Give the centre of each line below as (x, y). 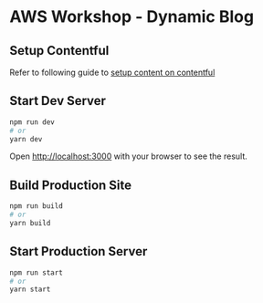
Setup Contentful (59, 51)
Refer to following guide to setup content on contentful (112, 72)
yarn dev (26, 139)
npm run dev (32, 122)
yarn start (30, 289)
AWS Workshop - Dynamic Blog (131, 17)
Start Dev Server (58, 101)
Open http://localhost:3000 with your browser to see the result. (129, 156)
